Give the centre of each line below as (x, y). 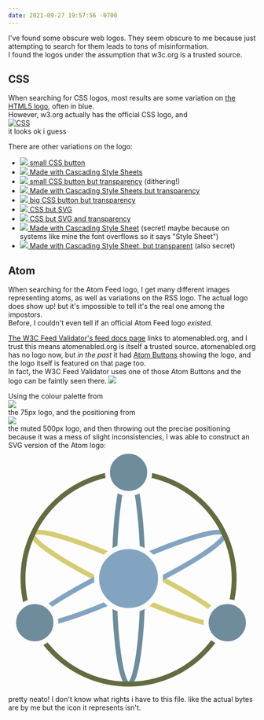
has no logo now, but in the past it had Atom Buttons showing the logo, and (130, 355)
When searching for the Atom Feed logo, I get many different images (119, 290)
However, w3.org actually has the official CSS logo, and (98, 115)
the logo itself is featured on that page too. (77, 363)
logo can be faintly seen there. (58, 381)
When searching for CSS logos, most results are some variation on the (122, 98)
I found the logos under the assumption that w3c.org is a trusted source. (125, 54)
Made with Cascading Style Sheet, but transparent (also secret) (132, 246)
